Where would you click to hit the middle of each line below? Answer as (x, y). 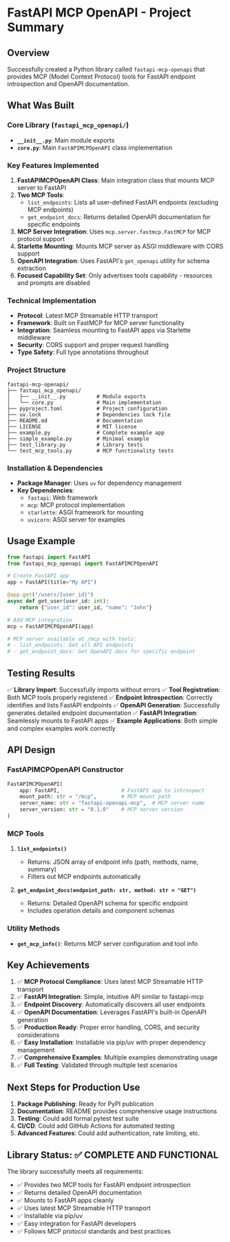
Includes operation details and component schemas (101, 911)
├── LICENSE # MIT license (72, 426)
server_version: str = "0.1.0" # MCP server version (102, 810)
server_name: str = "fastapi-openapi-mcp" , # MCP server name (112, 803)
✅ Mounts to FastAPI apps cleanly (65, 1200)
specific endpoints (54, 224)
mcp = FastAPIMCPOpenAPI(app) (51, 626)
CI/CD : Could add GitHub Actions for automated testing (96, 1126)
